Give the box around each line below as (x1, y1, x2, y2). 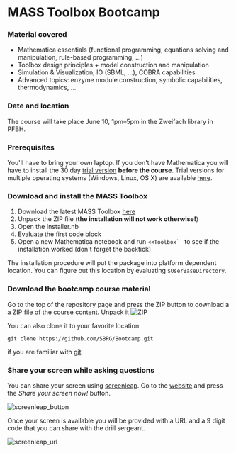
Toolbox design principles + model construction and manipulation (17, 61, 209, 69)
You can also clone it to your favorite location (7, 321, 140, 330)
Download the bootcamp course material (7, 284, 151, 294)
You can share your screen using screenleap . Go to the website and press (7, 381, 223, 390)
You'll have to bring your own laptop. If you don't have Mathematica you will (7, 159, 229, 167)
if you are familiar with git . (7, 347, 84, 356)
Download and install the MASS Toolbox (7, 191, 147, 201)
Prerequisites (7, 142, 55, 152)
